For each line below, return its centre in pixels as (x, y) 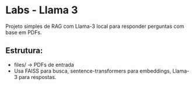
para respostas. (38, 77)
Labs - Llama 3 (42, 10)
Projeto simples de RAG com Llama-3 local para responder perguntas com (95, 26)
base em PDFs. (24, 32)
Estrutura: (24, 51)
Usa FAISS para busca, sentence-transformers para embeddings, (93, 71)
